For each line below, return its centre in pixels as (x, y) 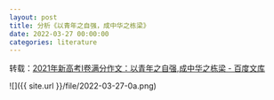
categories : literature (53, 42)
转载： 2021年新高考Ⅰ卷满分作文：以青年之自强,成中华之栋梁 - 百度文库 (137, 68)
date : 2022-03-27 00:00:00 (59, 34)
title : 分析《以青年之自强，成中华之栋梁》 (80, 26)
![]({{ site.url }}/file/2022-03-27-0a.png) (83, 86)
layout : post (33, 17)
